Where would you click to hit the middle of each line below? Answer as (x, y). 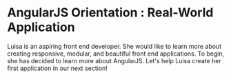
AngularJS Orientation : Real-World (110, 13)
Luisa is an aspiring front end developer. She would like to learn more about (114, 46)
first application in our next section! (58, 68)
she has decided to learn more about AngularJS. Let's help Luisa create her (114, 60)
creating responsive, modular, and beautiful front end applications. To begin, (116, 54)
